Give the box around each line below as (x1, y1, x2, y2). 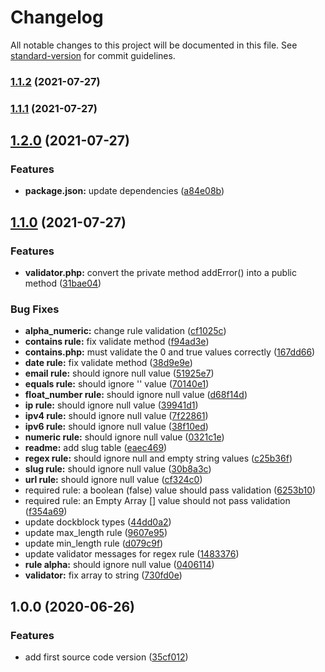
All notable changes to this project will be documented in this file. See (10, 39, 298, 51)
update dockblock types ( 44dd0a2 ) (24, 516, 172, 528)
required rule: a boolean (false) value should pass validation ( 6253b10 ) (24, 484, 317, 496)
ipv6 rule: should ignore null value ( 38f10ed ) (24, 421, 209, 433)
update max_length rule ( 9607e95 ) (24, 527, 168, 539)
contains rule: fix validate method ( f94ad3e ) (24, 336, 210, 348)
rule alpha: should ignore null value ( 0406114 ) (24, 559, 215, 571)
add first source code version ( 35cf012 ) (24, 651, 189, 663)
